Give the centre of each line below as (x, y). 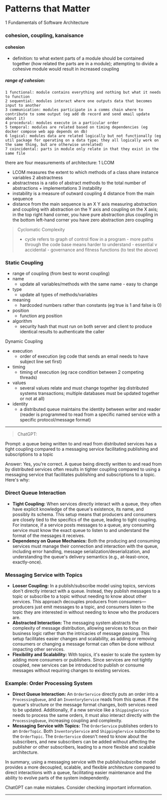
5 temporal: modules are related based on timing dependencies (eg (77, 128)
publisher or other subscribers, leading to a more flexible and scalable (84, 747)
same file (15, 153)
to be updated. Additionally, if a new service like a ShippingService (81, 710)
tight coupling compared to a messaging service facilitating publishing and (82, 449)
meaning (21, 300)
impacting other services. (39, 649)
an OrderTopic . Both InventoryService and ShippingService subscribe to (86, 731)
